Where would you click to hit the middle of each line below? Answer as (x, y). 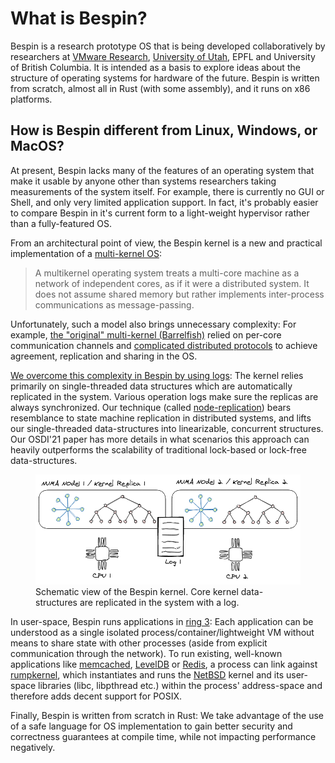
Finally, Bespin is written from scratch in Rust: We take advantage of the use (167, 715)
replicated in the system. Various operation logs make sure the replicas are (164, 396)
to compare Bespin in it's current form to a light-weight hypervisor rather (160, 213)
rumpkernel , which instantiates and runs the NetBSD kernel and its (147, 674)
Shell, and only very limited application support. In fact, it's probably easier (164, 202)
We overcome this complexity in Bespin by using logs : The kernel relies (157, 375)
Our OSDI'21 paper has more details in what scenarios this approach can (160, 439)
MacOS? (37, 146)
